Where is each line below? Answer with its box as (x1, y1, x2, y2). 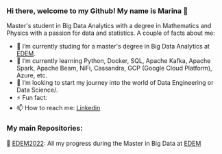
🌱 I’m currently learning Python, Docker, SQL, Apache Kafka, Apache (16, 57, 211, 65)
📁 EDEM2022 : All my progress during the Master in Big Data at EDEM (6, 139, 201, 147)
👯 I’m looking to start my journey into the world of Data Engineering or (16, 79, 214, 87)
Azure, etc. (16, 71, 48, 79)
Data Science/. (16, 86, 58, 94)
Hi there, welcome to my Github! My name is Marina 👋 (6, 6, 188, 16)
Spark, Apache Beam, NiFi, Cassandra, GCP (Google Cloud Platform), (16, 64, 213, 73)
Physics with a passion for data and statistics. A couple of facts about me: (6, 29, 215, 37)
